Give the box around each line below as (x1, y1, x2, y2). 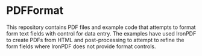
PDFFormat (6, 4, 64, 17)
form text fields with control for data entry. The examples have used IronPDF (6, 30, 197, 37)
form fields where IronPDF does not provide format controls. (6, 43, 156, 50)
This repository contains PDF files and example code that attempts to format (6, 23, 196, 31)
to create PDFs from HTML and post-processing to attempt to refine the (6, 36, 185, 43)
